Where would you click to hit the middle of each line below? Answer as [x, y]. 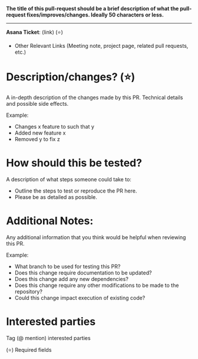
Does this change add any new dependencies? [71, 279]
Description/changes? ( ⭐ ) [71, 77]
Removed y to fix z [37, 139]
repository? [29, 291]
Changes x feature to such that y [54, 126]
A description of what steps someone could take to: [69, 179]
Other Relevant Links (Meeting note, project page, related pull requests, [101, 46]
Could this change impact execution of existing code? [80, 298]
